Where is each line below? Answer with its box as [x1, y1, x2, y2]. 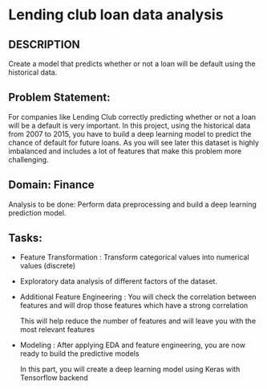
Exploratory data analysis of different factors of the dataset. [19, 276, 218, 286]
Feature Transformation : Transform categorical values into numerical [19, 252, 250, 262]
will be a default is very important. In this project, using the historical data [8, 121, 251, 130]
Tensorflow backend [19, 373, 88, 383]
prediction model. [8, 207, 67, 218]
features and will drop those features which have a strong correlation [19, 301, 249, 310]
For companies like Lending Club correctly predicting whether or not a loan [8, 112, 257, 121]
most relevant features [19, 325, 95, 334]
